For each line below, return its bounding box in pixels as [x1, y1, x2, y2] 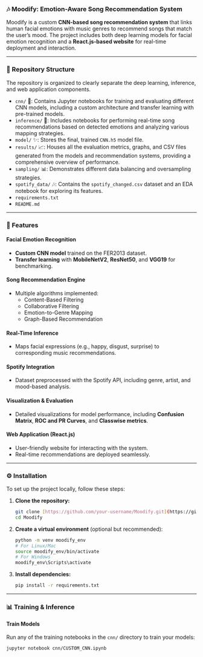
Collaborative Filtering [24, 302, 80, 309]
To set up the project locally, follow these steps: [6, 485, 126, 493]
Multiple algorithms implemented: [14, 289, 98, 297]
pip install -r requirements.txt [14, 582, 100, 588]
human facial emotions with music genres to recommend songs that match [6, 25, 192, 32]
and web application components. [6, 86, 91, 93]
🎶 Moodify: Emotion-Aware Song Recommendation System [6, 5, 182, 13]
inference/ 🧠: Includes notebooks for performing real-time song [14, 116, 175, 124]
